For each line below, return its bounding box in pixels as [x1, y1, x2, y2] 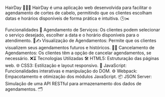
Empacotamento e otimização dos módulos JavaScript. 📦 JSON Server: [5, 74, 152, 79]
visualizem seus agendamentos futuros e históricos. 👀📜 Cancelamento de [5, 45, 155, 50]
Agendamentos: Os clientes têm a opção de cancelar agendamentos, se [5, 50, 152, 56]
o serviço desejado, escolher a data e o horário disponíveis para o [5, 32, 139, 38]
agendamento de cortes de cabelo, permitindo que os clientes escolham [5, 10, 153, 16]
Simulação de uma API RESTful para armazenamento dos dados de [5, 81, 142, 86]
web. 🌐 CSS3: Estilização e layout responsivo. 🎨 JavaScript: [5, 63, 127, 68]
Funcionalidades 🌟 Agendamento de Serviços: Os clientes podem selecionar [5, 27, 160, 32]
